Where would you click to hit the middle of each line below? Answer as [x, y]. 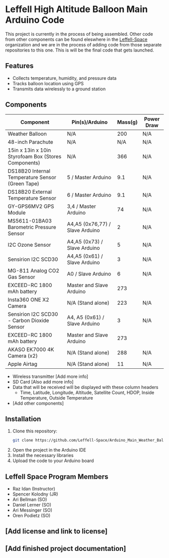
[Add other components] [38, 403]
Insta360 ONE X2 [28, 300]
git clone [23, 440]
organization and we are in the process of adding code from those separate [83, 44]
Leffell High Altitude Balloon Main [76, 9]
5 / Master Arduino [89, 177]
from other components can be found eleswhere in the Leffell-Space [76, 39]
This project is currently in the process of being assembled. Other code [79, 34]
